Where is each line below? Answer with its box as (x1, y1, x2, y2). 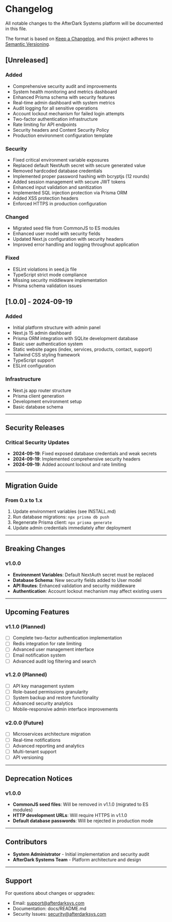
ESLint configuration (12, 363, 56, 369)
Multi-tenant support (12, 748, 57, 754)
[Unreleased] (5, 56, 49, 65)
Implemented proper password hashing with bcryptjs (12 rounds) (12, 173, 150, 179)
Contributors (5, 837, 48, 846)
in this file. (5, 25, 27, 31)
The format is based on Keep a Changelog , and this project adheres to (5, 36, 154, 42)
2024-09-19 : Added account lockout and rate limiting (12, 462, 126, 468)
